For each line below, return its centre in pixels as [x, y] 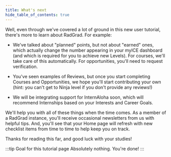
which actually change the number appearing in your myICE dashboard [88, 50]
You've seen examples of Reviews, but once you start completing [81, 76]
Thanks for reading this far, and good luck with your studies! [69, 139]
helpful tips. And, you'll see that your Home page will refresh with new [79, 123]
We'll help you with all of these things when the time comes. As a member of [86, 113]
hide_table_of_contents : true [38, 15]
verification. [25, 66]
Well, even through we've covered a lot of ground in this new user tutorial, [83, 29]
